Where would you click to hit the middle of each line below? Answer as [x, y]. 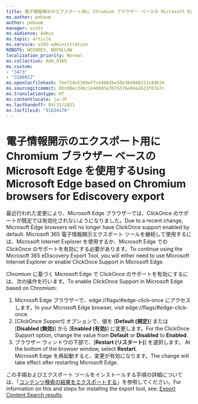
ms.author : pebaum [29, 17]
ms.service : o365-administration [47, 45]
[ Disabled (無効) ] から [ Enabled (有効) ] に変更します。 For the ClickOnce [102, 329]
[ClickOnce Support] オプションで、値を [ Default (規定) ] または [91, 321]
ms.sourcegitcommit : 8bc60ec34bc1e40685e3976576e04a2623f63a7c [85, 88]
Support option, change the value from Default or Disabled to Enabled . [101, 335]
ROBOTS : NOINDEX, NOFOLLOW [39, 50]
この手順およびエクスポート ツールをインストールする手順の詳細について [94, 375]
